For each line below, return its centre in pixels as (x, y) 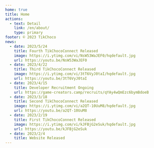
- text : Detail (25, 23)
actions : (14, 19)
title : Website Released (39, 138)
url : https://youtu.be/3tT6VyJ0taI (51, 78)
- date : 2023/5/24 (29, 46)
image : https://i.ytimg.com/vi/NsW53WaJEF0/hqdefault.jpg (75, 55)
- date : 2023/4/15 (29, 83)
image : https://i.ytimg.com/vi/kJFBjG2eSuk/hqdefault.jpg (75, 124)
